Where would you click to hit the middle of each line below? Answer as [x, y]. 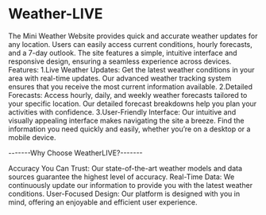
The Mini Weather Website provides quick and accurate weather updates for [133, 36]
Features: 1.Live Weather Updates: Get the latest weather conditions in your [132, 69]
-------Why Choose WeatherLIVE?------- [75, 153]
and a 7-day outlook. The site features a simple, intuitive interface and [123, 53]
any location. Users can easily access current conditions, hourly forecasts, [130, 44]
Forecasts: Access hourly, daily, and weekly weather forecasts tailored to [128, 95]
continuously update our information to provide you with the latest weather [130, 185]
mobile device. [33, 137]
